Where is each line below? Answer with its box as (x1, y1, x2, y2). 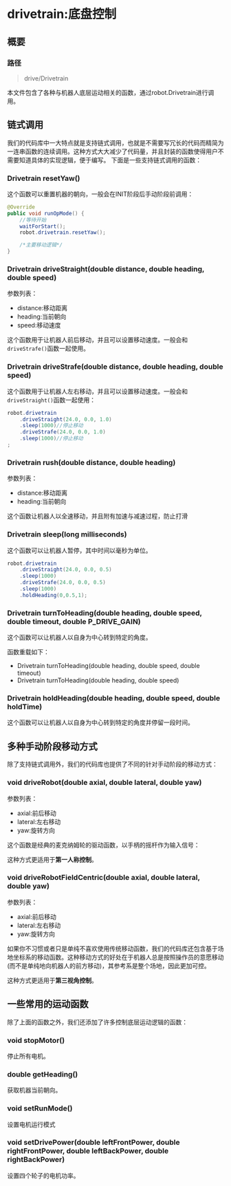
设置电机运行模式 (7, 1120, 56, 1128)
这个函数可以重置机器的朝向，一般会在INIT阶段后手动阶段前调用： (7, 190, 194, 198)
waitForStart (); (19, 223, 67, 230)
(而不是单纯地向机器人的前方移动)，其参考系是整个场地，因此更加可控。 (7, 961, 211, 970)
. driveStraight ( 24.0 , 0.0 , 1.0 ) (19, 416, 112, 423)
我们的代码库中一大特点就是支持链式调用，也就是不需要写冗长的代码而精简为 (7, 138, 224, 147)
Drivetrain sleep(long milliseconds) (7, 530, 127, 539)
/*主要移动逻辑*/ (19, 241, 63, 248)
